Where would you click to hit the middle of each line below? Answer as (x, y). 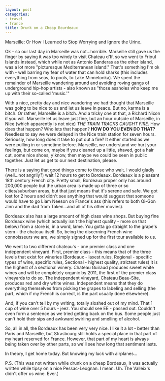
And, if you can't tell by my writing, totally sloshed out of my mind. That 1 (79, 303)
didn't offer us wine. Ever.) (32, 374)
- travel (14, 19)
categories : (17, 14)
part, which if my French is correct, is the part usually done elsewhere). (78, 294)
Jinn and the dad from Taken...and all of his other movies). (64, 207)
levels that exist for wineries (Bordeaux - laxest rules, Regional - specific (79, 257)
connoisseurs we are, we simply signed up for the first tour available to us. (81, 237)
